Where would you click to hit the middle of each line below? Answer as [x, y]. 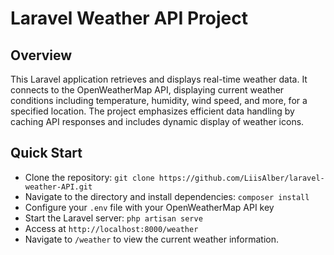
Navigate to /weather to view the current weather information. [152, 239]
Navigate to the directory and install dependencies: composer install [167, 196]
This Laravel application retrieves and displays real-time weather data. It [159, 79]
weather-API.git [58, 187]
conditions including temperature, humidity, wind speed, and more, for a [159, 100]
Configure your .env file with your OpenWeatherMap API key [149, 207]
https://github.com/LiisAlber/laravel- [241, 178]
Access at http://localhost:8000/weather [111, 228]
